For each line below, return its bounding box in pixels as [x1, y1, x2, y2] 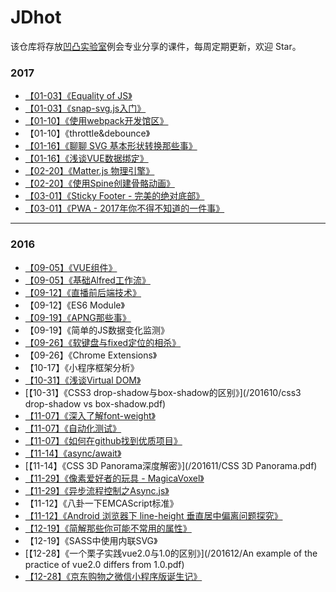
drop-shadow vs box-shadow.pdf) [24, 397, 167, 410]
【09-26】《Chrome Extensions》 [24, 349, 158, 361]
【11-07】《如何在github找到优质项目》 [24, 434, 183, 446]
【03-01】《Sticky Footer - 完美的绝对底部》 [24, 190, 205, 202]
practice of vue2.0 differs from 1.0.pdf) [24, 558, 185, 570]
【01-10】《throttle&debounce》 [24, 127, 151, 140]
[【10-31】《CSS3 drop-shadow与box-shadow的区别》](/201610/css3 [24, 386, 302, 398]
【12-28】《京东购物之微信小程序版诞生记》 [24, 570, 203, 582]
